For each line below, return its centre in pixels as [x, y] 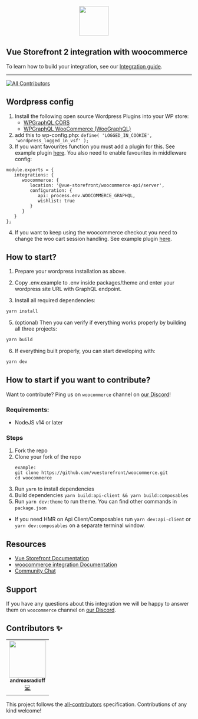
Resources [26, 544]
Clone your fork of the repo [48, 457]
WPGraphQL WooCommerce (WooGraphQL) [77, 129]
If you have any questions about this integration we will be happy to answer [98, 604]
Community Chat [35, 571]
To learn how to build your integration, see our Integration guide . [84, 66]
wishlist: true [56, 201]
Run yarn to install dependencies [54, 489]
